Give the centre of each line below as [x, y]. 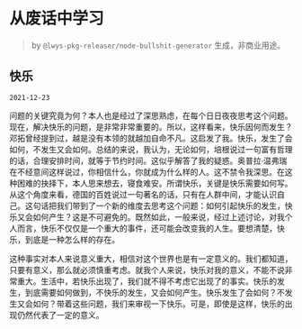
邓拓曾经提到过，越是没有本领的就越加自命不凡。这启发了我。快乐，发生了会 [151, 138]
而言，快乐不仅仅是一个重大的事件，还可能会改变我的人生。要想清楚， [147, 228]
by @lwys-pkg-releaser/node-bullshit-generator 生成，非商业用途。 [158, 45]
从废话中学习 [57, 18]
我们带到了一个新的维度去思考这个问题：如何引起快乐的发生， [170, 206]
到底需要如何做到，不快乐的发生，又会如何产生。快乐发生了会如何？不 [155, 292]
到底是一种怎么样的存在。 [72, 239]
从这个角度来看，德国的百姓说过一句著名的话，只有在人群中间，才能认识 [143, 194]
